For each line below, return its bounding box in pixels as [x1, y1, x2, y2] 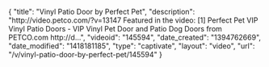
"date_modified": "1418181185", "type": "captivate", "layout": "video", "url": [8, 41, 255, 51]
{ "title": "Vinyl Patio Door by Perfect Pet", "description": [8, 7, 195, 16]
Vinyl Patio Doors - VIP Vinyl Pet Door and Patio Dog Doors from [8, 24, 222, 33]
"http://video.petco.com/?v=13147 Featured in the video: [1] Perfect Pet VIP [8, 15, 258, 25]
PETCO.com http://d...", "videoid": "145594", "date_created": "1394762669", [8, 32, 261, 42]
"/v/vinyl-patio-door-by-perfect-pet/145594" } [8, 50, 163, 59]
